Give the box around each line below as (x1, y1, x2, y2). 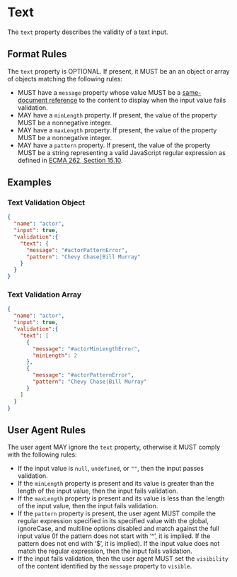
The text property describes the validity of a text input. (7, 28, 168, 36)
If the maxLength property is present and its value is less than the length (17, 494, 225, 503)
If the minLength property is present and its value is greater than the (17, 479, 214, 488)
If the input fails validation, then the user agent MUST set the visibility (17, 554, 229, 563)
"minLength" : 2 (33, 352, 78, 359)
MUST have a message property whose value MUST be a (17, 88, 181, 96)
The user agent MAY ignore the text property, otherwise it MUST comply (7, 443, 221, 452)
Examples (7, 176, 52, 188)
